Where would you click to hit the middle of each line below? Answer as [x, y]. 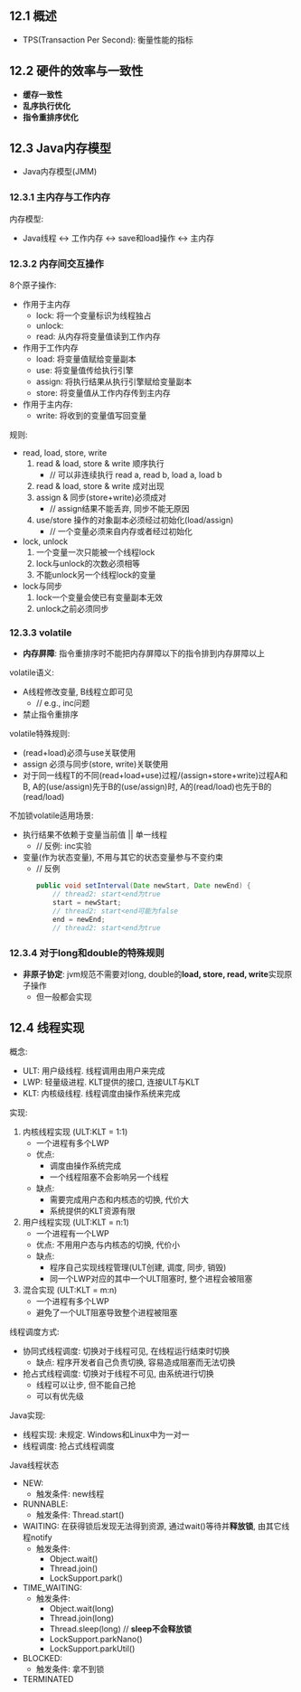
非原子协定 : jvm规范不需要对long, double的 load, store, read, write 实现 [153, 973]
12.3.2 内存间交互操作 [56, 263]
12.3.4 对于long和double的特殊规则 [87, 953]
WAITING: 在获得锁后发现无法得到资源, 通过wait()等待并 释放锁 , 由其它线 [156, 1526]
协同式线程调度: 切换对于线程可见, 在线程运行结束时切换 [126, 1350]
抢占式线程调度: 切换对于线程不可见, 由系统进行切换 [118, 1373]
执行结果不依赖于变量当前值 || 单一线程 [94, 835]
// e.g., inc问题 [63, 703]
